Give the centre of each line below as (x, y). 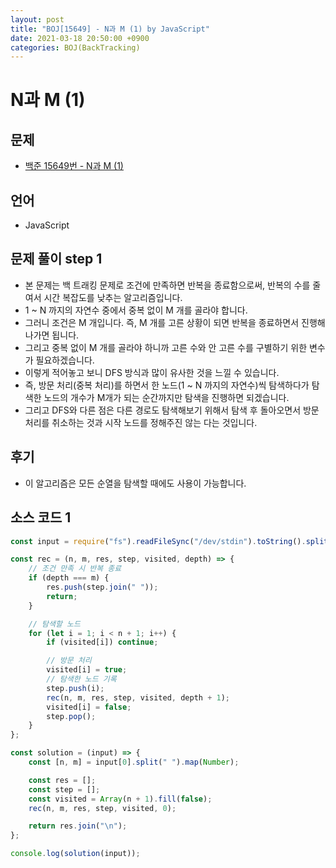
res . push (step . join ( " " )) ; (102, 587)
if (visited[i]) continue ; (102, 642)
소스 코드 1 (41, 517)
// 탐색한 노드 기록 (81, 679)
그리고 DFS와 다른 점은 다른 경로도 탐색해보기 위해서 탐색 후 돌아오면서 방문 (172, 410)
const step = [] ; (64, 789)
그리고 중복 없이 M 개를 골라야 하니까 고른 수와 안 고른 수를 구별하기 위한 (166, 347)
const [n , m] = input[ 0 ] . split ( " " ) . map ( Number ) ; (134, 762)
